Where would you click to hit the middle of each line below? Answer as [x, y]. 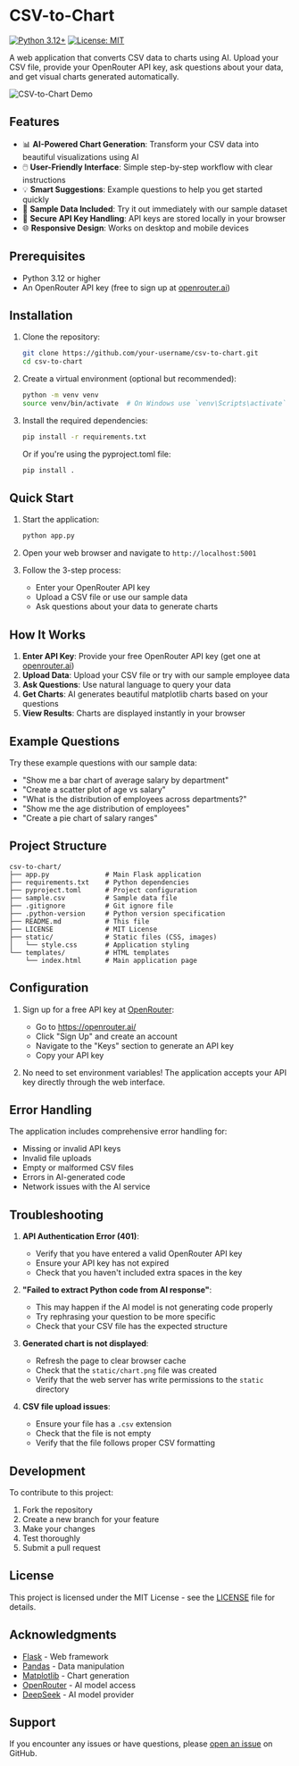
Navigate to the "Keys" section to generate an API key [135, 1045]
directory [52, 1389]
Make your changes [58, 1529]
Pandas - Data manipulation [73, 1666]
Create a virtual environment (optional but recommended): [129, 379]
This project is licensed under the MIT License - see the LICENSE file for [142, 1597]
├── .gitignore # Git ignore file [91, 906]
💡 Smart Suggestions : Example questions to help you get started [142, 189]
